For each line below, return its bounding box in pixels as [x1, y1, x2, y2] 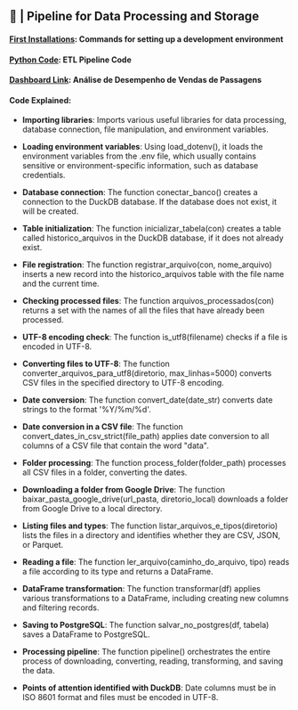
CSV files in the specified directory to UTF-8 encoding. [21, 378, 224, 388]
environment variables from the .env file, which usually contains [21, 151, 256, 161]
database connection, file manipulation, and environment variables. [21, 124, 269, 135]
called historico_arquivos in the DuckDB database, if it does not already [21, 233, 285, 243]
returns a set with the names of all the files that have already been [21, 305, 265, 316]
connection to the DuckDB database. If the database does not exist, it [21, 197, 278, 208]
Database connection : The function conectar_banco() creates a [21, 187, 258, 198]
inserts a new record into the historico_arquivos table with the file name [21, 269, 285, 280]
